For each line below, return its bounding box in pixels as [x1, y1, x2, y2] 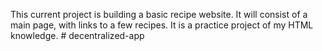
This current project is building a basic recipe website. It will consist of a [10, 9, 308, 20]
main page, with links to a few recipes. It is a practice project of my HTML [10, 19, 314, 31]
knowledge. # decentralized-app [10, 30, 145, 41]
